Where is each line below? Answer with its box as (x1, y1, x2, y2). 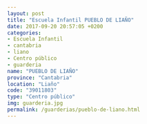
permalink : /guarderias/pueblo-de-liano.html (7, 106, 140, 113)
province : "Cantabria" (7, 74, 72, 81)
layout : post (7, 10, 45, 17)
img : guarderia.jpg (7, 100, 63, 107)
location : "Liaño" (7, 81, 60, 87)
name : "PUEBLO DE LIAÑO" (7, 68, 79, 74)
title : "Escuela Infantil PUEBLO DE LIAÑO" (7, 17, 135, 23)
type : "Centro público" (7, 94, 76, 101)
